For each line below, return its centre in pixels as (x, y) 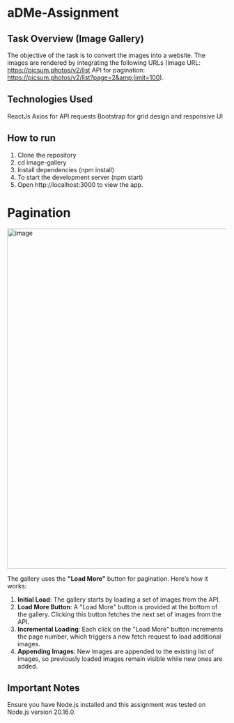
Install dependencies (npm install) (66, 169)
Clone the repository (47, 155)
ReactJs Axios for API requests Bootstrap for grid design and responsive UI (115, 116)
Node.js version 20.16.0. (41, 712)
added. (28, 666)
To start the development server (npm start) (80, 177)
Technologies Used (50, 99)
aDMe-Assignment (63, 13)
